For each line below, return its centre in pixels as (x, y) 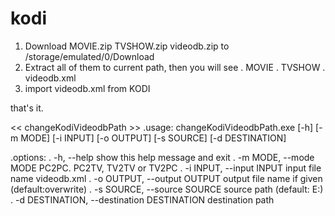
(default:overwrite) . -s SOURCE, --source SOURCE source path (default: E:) (167, 189)
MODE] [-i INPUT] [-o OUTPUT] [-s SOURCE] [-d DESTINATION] (153, 138)
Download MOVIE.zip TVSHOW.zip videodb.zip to (127, 46)
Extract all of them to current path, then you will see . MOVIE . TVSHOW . (175, 67)
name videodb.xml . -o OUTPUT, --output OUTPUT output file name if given (166, 178)
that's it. (27, 108)
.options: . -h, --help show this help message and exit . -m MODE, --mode (162, 157)
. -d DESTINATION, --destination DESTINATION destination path (142, 199)
